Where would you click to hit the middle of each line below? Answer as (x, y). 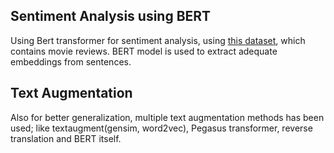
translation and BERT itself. (66, 138)
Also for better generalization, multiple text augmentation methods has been (167, 117)
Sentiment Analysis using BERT (111, 16)
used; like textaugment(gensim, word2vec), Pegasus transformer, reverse (161, 128)
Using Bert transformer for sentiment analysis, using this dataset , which (158, 40)
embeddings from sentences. (71, 61)
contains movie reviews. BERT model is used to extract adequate (144, 51)
